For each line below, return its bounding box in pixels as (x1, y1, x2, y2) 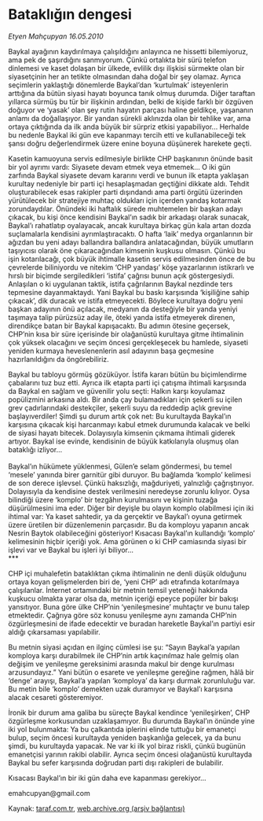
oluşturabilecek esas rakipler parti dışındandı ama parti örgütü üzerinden (8, 187, 243, 197)
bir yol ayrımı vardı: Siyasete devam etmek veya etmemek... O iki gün (8, 162, 231, 171)
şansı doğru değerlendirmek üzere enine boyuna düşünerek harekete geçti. (8, 138, 252, 148)
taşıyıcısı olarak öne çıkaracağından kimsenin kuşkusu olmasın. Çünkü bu (8, 245, 246, 255)
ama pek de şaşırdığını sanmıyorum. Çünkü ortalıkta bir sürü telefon (8, 55, 227, 64)
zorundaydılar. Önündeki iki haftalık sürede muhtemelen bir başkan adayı (8, 204, 243, 213)
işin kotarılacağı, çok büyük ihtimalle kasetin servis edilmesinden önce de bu (8, 254, 256, 263)
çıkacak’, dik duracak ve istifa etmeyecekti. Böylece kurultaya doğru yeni (8, 296, 243, 305)
